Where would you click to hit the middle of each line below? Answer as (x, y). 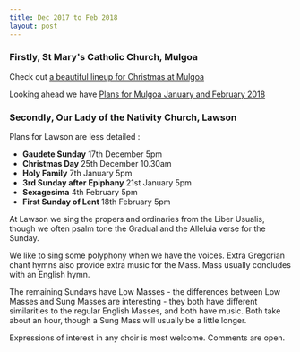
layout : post (34, 26)
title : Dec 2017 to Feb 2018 (64, 17)
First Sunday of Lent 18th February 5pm (96, 202)
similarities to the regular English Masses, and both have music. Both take (145, 311)
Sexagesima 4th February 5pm (80, 193)
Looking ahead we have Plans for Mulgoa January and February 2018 (137, 94)
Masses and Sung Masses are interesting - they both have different (133, 302)
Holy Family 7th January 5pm (77, 173)
